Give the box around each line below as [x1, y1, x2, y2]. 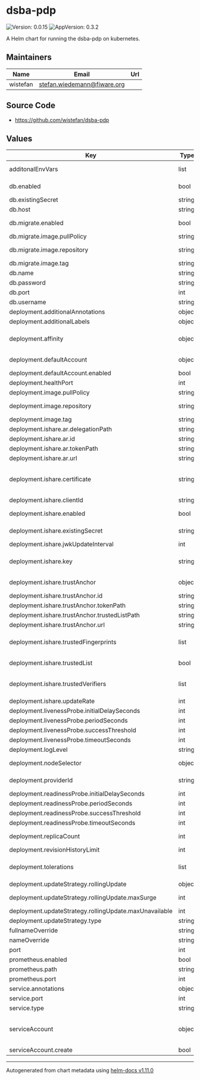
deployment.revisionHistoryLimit [9, 846, 100, 854]
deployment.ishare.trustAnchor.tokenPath [9, 601, 126, 610]
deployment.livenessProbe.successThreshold [9, 726, 137, 735]
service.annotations [9, 984, 65, 993]
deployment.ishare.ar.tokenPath [9, 445, 98, 453]
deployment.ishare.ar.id [9, 435, 76, 443]
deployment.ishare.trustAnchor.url [9, 621, 105, 629]
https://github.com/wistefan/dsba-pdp [14, 116, 110, 123]
